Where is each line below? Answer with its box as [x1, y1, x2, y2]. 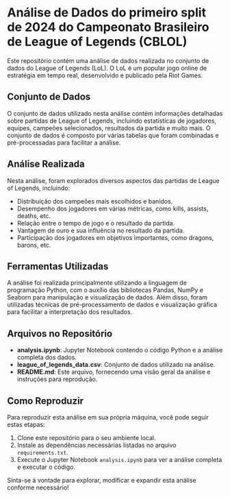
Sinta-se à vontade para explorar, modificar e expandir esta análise [7, 476, 196, 484]
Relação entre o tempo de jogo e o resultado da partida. [16, 219, 175, 227]
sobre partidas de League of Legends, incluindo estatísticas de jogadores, [7, 117, 217, 125]
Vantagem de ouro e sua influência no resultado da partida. [16, 226, 185, 234]
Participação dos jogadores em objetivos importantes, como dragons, [16, 233, 214, 241]
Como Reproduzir [7, 395, 84, 407]
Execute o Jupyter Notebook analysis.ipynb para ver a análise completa [16, 456, 222, 463]
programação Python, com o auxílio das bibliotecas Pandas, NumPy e [7, 286, 204, 294]
